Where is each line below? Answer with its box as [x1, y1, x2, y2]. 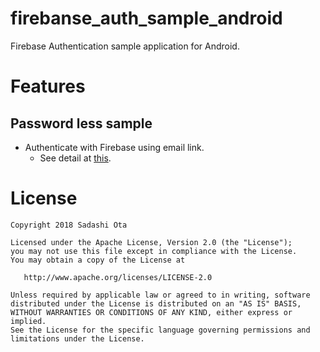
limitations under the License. [10, 333, 145, 344]
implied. [10, 316, 47, 326]
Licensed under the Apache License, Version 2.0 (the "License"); [10, 237, 293, 247]
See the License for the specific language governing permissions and [10, 325, 311, 335]
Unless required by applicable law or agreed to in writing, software [10, 290, 311, 300]
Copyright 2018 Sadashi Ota [10, 220, 128, 230]
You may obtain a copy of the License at [10, 255, 186, 265]
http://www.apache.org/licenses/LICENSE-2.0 [23, 272, 213, 282]
